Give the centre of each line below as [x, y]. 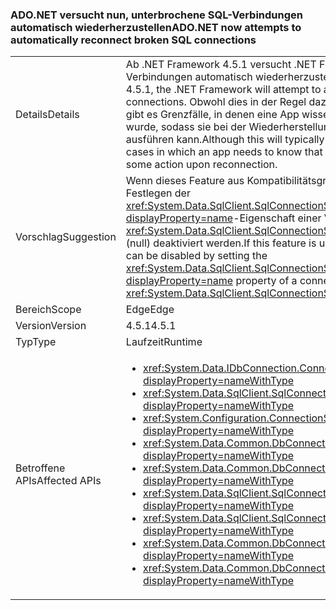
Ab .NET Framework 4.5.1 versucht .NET [221, 65]
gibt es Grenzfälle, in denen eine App [212, 115]
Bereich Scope [48, 310]
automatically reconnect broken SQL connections [133, 40]
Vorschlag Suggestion [66, 237]
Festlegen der [158, 193]
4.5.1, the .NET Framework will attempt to [223, 90]
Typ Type [36, 342]
